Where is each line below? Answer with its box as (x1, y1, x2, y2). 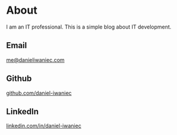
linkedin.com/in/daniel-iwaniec (6, 123, 81, 130)
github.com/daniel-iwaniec (6, 89, 72, 96)
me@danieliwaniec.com (6, 56, 65, 63)
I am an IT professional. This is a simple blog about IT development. (6, 23, 172, 30)
